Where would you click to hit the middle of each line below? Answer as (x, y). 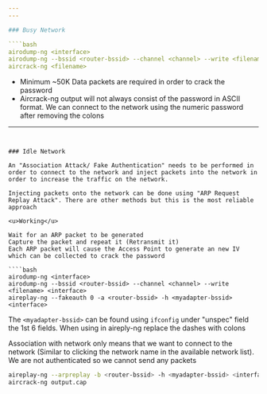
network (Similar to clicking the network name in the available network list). (131, 352)
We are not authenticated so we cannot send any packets (103, 361)
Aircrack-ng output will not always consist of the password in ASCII (130, 99)
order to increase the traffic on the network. (89, 180)
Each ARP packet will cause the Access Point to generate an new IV (124, 249)
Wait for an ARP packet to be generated (76, 236)
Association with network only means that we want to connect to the (120, 344)
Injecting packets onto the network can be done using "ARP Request (124, 193)
